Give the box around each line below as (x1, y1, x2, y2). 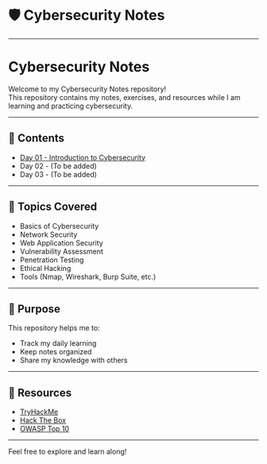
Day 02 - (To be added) (19, 160, 97, 171)
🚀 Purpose (8, 302, 61, 315)
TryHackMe (19, 407, 59, 417)
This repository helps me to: (8, 323, 101, 333)
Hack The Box (19, 416, 66, 425)
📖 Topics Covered (8, 200, 98, 214)
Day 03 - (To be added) (19, 169, 98, 179)
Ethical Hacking (19, 263, 72, 273)
